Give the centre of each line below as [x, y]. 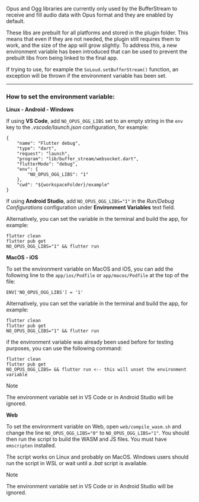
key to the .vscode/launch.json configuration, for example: [78, 128]
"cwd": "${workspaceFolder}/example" [63, 185]
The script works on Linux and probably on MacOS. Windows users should [97, 457]
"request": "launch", [43, 154]
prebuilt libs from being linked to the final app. [62, 58]
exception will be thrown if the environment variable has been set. [86, 76]
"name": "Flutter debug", [49, 144]
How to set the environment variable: [61, 96]
